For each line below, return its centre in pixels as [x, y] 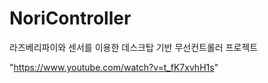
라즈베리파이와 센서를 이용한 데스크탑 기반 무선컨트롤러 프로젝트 [134, 47]
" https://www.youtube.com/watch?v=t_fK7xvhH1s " [114, 67]
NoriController [70, 18]
